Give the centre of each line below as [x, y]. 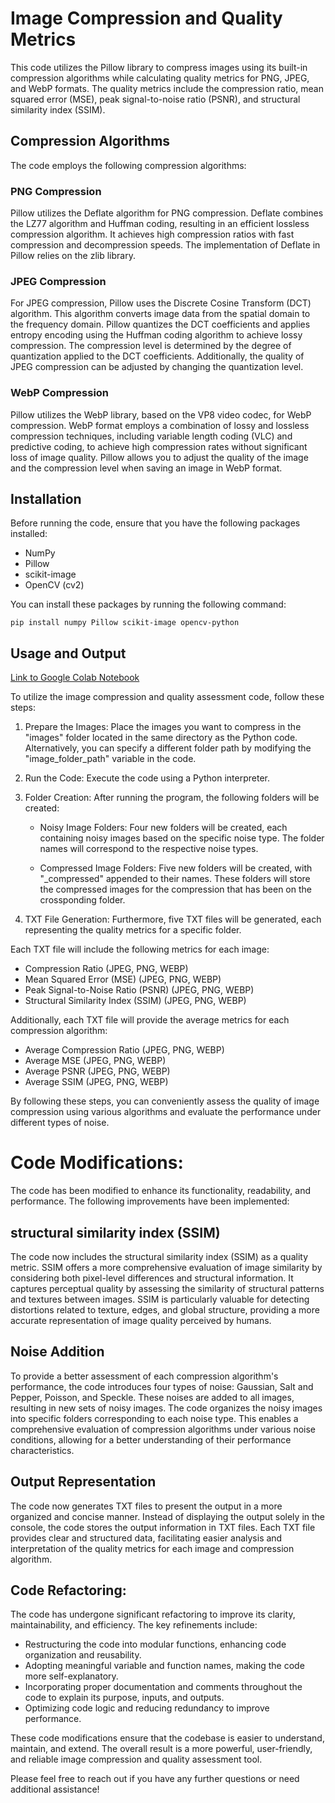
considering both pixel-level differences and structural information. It [152, 1278]
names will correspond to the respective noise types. [149, 849]
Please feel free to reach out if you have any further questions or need [155, 1779]
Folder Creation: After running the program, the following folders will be [172, 798]
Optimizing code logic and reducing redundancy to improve [147, 1708]
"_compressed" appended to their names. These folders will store [175, 879]
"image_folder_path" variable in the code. [110, 759]
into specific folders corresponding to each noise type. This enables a [154, 1418]
